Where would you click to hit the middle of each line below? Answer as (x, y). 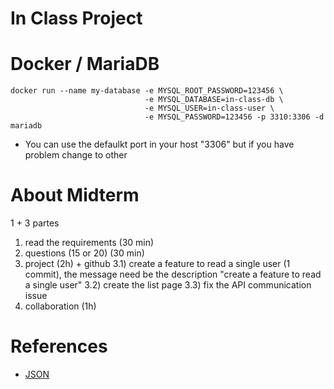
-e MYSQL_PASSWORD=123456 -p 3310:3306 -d (234, 117)
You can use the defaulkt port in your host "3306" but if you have (159, 144)
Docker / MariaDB (85, 64)
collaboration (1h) (60, 306)
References (59, 346)
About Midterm (75, 195)
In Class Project (76, 18)
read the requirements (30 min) (89, 243)
